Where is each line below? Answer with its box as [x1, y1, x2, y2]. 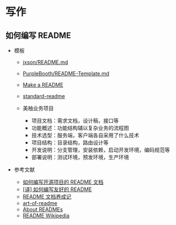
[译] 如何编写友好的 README [22, 186, 92, 193]
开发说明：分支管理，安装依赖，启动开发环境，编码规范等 [31, 147, 170, 153]
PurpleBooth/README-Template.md [22, 70, 109, 77]
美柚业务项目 [22, 105, 54, 112]
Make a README [22, 81, 64, 88]
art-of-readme [22, 200, 58, 206]
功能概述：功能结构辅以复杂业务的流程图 [31, 124, 129, 131]
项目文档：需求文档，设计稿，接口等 [31, 117, 119, 124]
